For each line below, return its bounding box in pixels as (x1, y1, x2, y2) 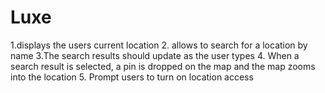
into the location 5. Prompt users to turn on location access (10, 71, 254, 83)
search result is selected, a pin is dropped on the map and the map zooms (10, 60, 316, 72)
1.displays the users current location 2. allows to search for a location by (10, 39, 308, 51)
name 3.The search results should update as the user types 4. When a (10, 49, 300, 61)
